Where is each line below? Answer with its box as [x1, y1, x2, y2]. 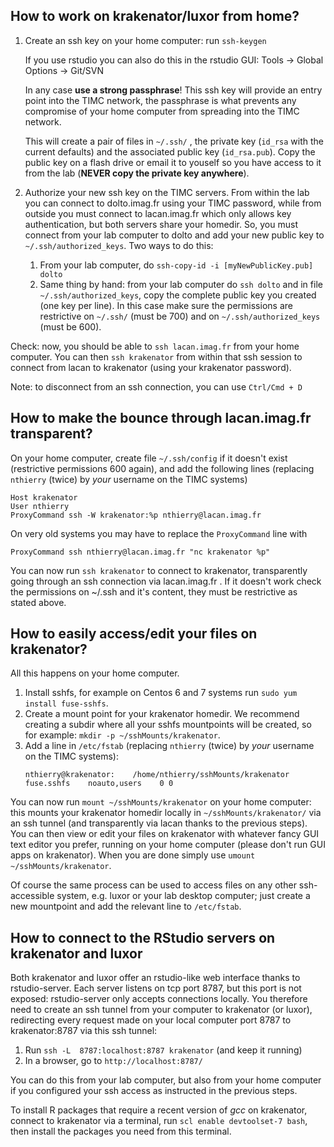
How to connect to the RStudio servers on [10, 929, 276, 946]
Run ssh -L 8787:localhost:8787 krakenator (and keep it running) [24, 1044, 303, 1056]
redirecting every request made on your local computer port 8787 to [10, 1014, 292, 1026]
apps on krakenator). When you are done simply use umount [10, 849, 256, 861]
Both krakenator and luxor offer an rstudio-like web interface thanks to [10, 972, 301, 984]
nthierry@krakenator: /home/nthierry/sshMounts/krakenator [24, 770, 290, 780]
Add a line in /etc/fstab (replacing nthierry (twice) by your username [24, 740, 315, 752]
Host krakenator [10, 492, 78, 503]
